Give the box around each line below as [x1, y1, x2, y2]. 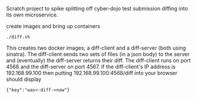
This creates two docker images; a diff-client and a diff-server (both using [6, 44, 186, 51]
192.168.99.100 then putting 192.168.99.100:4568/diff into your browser [6, 70, 178, 76]
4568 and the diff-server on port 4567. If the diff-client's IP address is [6, 63, 176, 70]
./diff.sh [6, 34, 31, 40]
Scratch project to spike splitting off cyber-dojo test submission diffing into [6, 5, 188, 12]
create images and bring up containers [6, 23, 100, 29]
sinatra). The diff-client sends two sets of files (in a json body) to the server [6, 51, 190, 58]
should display [6, 76, 42, 82]
